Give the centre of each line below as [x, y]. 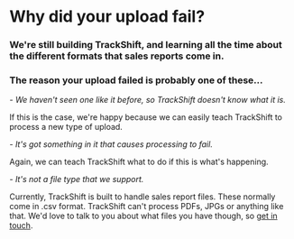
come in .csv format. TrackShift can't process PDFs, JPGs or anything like [147, 207]
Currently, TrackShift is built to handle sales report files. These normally [142, 197]
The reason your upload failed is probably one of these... [136, 80]
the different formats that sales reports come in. [117, 56]
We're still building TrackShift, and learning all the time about [146, 45]
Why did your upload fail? [107, 17]
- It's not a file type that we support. [77, 179]
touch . [21, 225]
